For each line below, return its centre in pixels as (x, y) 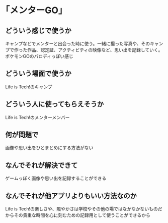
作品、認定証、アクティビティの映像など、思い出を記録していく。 (95, 50)
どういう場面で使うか (38, 74)
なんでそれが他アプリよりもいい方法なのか (71, 196)
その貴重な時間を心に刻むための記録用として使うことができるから (82, 215)
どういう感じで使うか (38, 31)
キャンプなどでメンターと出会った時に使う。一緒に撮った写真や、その (78, 44)
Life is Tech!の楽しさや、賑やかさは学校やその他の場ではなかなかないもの (81, 209)
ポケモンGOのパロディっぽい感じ (39, 56)
